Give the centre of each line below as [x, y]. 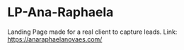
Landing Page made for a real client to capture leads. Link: [92, 32]
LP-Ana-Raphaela [61, 12]
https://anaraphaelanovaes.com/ [55, 39]
